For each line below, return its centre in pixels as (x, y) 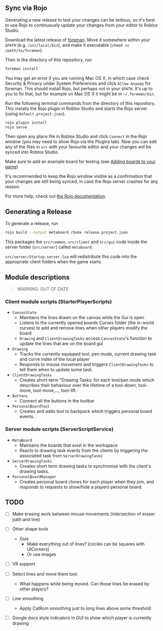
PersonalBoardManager (34, 477)
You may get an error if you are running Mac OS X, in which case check (77, 78)
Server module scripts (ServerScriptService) (59, 429)
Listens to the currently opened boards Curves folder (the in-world (87, 323)
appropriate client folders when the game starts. (54, 262)
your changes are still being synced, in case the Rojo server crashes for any (81, 181)
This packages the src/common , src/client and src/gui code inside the (76, 242)
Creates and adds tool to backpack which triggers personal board (86, 411)
